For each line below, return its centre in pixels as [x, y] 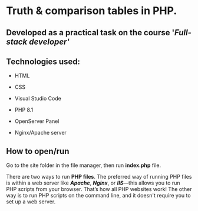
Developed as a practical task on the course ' [90, 33]
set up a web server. [31, 202]
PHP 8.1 [24, 110]
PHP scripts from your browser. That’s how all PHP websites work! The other [99, 189]
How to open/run [38, 151]
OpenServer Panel [37, 121]
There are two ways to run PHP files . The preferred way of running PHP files [99, 177]
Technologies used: [43, 61]
